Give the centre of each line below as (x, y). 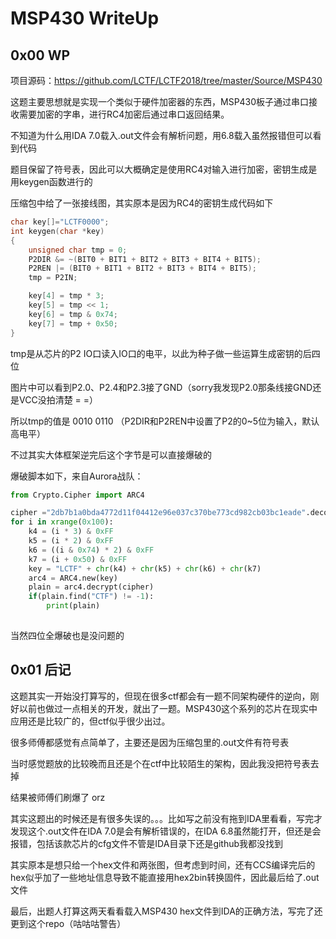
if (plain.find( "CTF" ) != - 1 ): (91, 597)
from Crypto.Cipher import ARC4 (77, 495)
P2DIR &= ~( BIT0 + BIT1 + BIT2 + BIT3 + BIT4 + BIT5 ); (145, 259)
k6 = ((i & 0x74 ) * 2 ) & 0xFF (91, 550)
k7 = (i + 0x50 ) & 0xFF (78, 559)
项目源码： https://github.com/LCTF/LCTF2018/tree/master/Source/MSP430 (166, 80)
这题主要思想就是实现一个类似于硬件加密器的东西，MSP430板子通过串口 (160, 101)
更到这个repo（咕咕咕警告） (68, 923)
